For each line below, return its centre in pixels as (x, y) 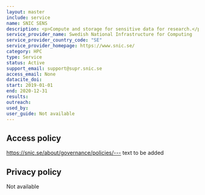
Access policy (34, 138)
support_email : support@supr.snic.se (54, 68)
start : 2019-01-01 (30, 86)
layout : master (26, 12)
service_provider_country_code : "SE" (54, 40)
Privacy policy (34, 172)
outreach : (19, 102)
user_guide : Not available (41, 114)
